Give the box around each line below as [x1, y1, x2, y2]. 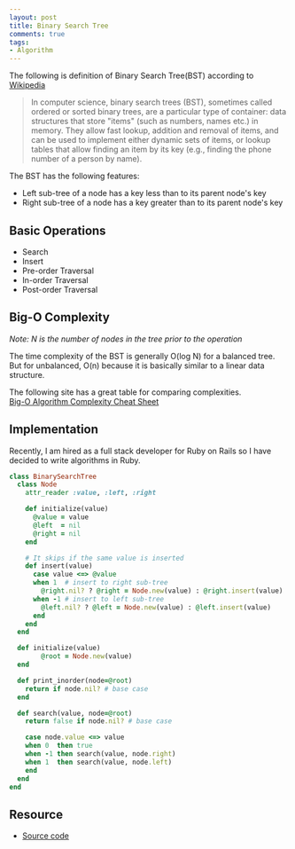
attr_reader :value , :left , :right [25, 489, 157, 498]
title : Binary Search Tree [9, 21, 109, 30]
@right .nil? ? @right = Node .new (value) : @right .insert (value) [41, 586, 283, 595]
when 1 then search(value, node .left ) [25, 758, 173, 766]
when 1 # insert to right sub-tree [32, 578, 168, 587]
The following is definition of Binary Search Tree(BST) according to [9, 70, 254, 81]
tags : [9, 37, 29, 47]
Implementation [9, 422, 99, 437]
